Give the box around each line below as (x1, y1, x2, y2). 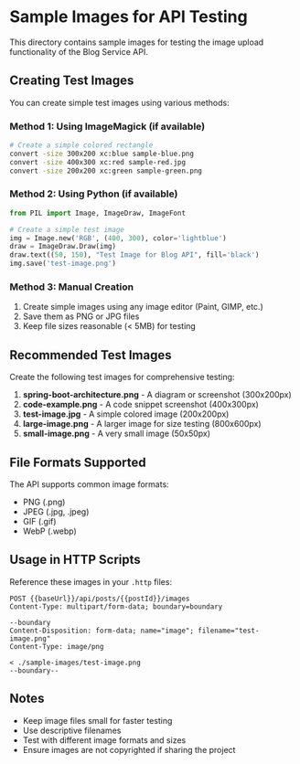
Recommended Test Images (9, 347, 172, 363)
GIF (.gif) (22, 516, 57, 527)
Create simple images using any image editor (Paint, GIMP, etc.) (22, 302, 263, 313)
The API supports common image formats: (9, 479, 169, 490)
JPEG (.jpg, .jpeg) (22, 506, 90, 517)
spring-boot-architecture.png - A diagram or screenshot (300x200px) (22, 389, 293, 400)
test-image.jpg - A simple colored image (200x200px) (22, 409, 230, 419)
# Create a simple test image (9, 225, 125, 234)
